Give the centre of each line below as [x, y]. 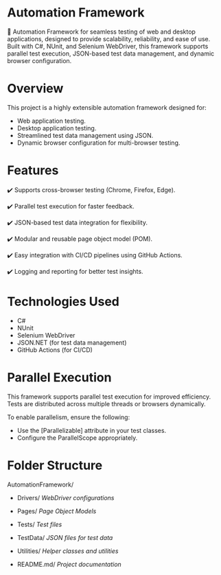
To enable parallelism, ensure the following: [69, 417]
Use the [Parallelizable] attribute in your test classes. [92, 430]
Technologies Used [63, 302]
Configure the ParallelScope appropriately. [77, 438]
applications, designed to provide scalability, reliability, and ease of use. [109, 38]
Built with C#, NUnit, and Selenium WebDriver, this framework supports [108, 46]
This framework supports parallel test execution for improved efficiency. [109, 397]
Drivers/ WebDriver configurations [66, 497]
